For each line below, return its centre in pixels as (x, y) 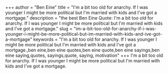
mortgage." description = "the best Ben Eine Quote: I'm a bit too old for (79, 18)
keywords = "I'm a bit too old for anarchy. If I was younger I (95, 39)
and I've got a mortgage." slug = (39, 29)
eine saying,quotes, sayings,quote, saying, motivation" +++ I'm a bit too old (84, 55)
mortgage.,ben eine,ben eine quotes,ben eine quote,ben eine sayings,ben (82, 50)
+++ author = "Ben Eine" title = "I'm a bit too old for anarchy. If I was (77, 7)
